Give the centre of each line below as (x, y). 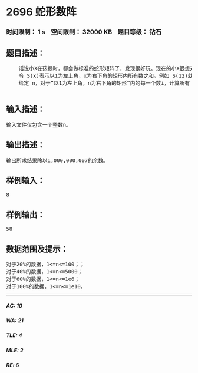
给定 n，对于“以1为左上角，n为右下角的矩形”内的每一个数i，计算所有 (104, 83)
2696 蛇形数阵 (41, 12)
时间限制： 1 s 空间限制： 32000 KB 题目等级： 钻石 (84, 32)
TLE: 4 (14, 335)
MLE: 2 (15, 350)
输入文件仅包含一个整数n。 (39, 125)
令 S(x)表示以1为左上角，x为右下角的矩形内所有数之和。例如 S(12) (103, 75)
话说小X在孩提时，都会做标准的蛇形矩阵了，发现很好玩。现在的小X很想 (104, 68)
